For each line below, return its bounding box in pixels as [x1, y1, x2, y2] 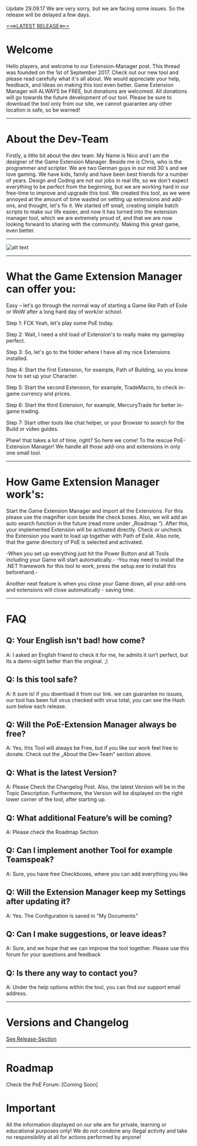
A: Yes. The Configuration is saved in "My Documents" [6, 912, 138, 919]
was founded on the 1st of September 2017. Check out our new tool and [6, 69, 179, 76]
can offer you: [6, 282, 76, 296]
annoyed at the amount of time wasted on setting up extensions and [6, 195, 171, 202]
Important [6, 1102, 56, 1115]
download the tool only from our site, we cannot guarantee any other [6, 100, 172, 107]
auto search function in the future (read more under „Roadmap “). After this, [6, 520, 189, 527]
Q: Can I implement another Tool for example [6, 846, 173, 856]
